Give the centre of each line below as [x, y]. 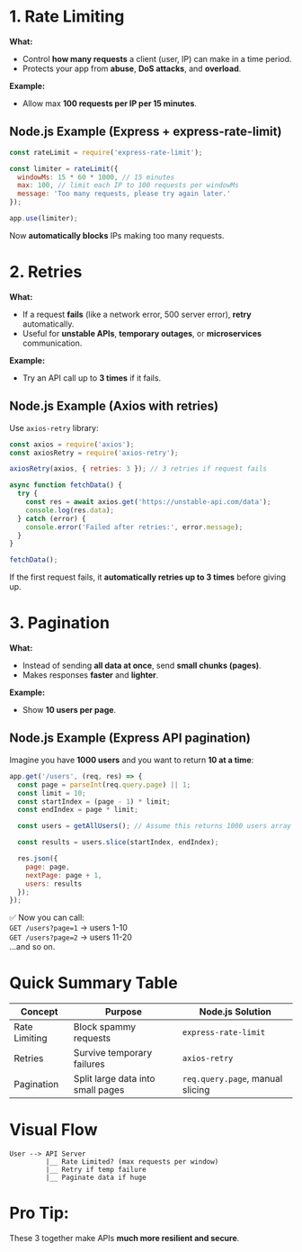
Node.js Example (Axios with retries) [114, 406]
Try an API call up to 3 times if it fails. [92, 378]
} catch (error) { [52, 518]
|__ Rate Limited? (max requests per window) [132, 1162]
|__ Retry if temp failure [96, 1170]
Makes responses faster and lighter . [90, 675]
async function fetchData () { [66, 485]
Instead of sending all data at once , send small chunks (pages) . [142, 666]
